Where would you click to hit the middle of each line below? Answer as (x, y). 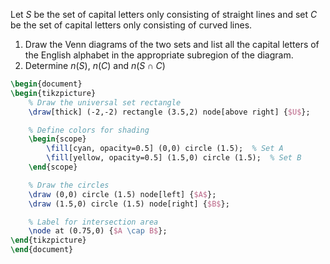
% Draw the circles (69, 185)
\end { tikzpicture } (48, 240)
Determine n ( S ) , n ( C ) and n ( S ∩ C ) (95, 65)
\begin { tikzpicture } (53, 93)
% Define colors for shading (89, 130)
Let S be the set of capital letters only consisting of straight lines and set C (164, 14)
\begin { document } (46, 84)
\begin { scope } (57, 139)
